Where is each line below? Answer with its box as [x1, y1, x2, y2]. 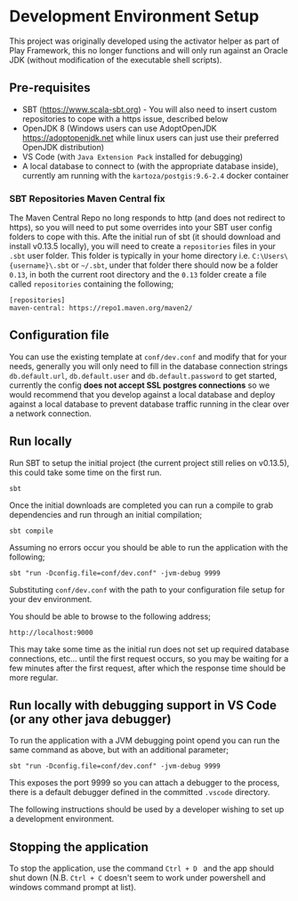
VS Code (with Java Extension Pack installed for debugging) [21, 151, 243, 162]
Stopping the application [9, 839, 149, 855]
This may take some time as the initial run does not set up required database [9, 643, 290, 655]
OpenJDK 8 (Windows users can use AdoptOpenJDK [21, 123, 217, 133]
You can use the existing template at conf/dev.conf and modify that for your [9, 351, 287, 362]
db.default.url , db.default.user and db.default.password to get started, [9, 370, 278, 381]
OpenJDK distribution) [21, 141, 105, 152]
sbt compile [9, 527, 53, 535]
